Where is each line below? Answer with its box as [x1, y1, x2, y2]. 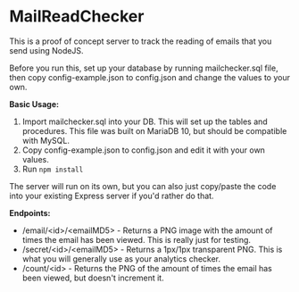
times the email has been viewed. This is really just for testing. [21, 234, 252, 245]
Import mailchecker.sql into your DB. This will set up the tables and [21, 116, 268, 127]
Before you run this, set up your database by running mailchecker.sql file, [9, 63, 278, 73]
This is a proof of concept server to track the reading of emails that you [9, 36, 272, 46]
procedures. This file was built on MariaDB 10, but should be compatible [21, 125, 287, 136]
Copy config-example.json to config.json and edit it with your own [21, 145, 266, 155]
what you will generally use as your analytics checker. [21, 253, 221, 264]
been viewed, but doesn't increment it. [21, 272, 164, 283]
